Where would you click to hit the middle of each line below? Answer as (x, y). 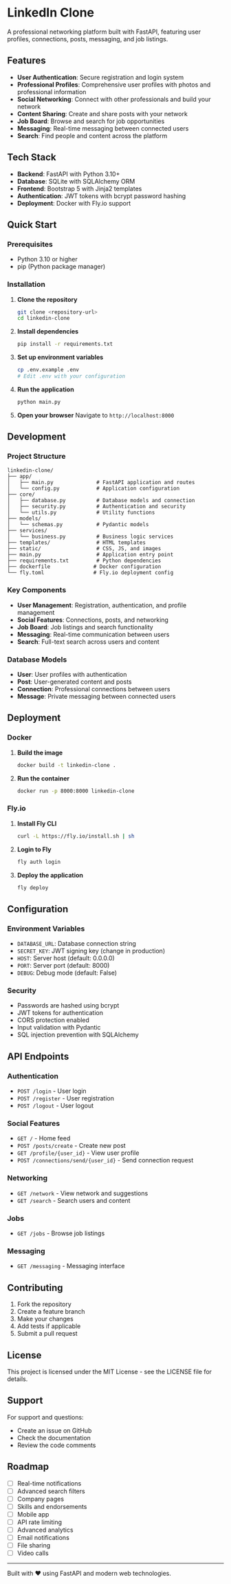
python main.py (39, 402)
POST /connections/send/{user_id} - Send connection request (105, 1160)
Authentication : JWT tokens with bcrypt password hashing (101, 196)
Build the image (40, 752)
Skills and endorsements (52, 1506)
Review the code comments (56, 1445)
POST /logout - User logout (55, 1106)
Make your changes (45, 1319)
